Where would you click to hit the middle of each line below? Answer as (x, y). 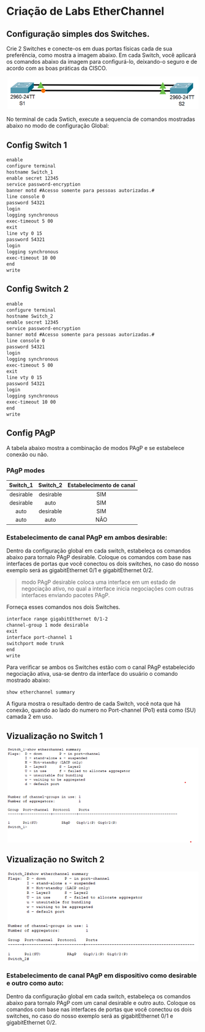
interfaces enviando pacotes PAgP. (65, 595)
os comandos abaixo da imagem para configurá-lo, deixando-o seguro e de (102, 62)
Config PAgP (31, 433)
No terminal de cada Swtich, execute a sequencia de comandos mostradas (101, 119)
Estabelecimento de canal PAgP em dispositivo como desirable (102, 975)
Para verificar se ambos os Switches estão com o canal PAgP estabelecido (101, 667)
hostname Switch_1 (30, 172)
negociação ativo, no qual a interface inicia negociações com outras (107, 589)
